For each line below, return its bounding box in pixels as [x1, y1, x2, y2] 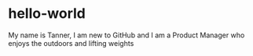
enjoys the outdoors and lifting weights [8, 38, 134, 47]
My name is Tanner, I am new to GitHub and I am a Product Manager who [8, 30, 245, 40]
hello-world [8, 5, 86, 23]
